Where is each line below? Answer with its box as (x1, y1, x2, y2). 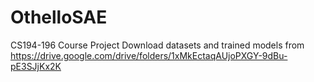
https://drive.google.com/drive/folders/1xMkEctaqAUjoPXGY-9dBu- (10, 49, 288, 61)
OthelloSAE (10, 6, 108, 29)
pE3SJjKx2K (10, 60, 62, 72)
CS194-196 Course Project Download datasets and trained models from (10, 39, 305, 51)
